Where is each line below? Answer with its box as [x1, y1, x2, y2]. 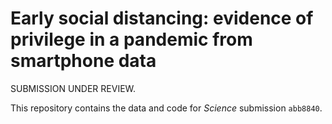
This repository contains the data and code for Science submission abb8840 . [10, 102, 323, 114]
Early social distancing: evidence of [10, 7, 314, 30]
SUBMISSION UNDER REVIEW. [10, 82, 137, 94]
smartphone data [10, 50, 157, 72]
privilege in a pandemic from [10, 28, 253, 51]
